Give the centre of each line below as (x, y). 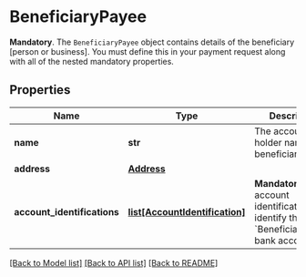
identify (270, 218)
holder (268, 142)
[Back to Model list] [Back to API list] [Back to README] (114, 262)
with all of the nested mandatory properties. (92, 61)
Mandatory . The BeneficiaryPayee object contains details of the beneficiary (152, 42)
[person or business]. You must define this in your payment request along (148, 51)
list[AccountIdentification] (187, 211)
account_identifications (67, 211)
